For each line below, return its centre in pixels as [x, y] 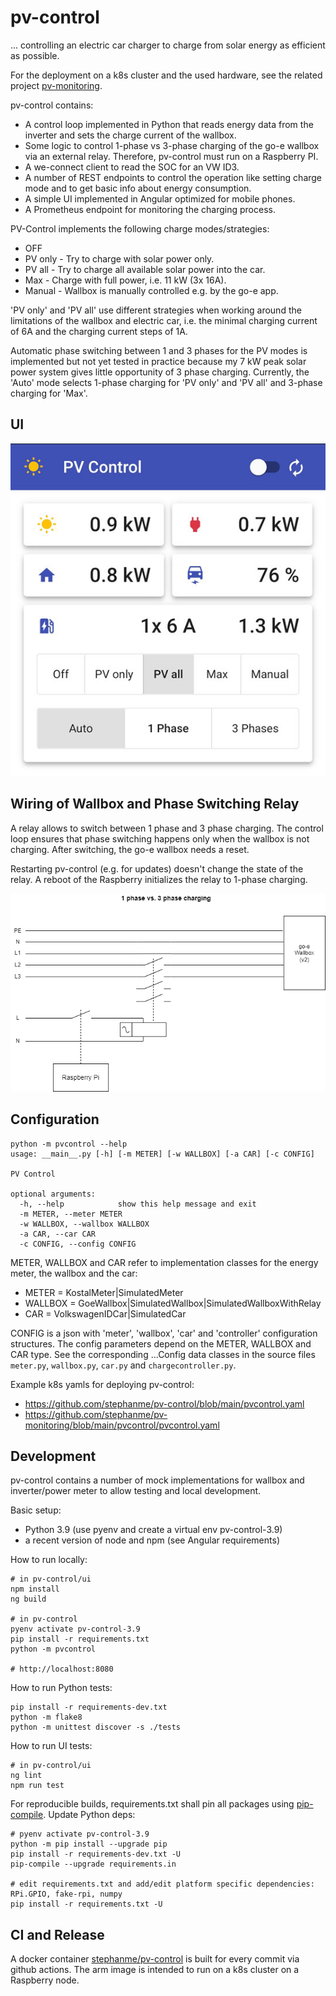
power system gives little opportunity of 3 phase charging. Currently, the [160, 372]
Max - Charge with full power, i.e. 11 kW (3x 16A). [125, 280]
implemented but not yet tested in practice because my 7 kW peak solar [158, 361]
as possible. [35, 55]
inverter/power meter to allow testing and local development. [136, 1491]
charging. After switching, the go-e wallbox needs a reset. [130, 849]
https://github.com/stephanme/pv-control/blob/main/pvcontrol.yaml [164, 1403]
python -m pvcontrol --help [69, 1144]
